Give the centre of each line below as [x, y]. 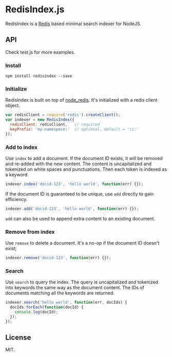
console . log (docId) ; [36, 312]
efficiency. [16, 199]
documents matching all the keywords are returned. [60, 293]
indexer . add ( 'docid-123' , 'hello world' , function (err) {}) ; [72, 209]
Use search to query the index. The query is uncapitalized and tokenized [82, 282]
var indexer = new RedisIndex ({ [40, 120]
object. [13, 106]
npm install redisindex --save [39, 76]
